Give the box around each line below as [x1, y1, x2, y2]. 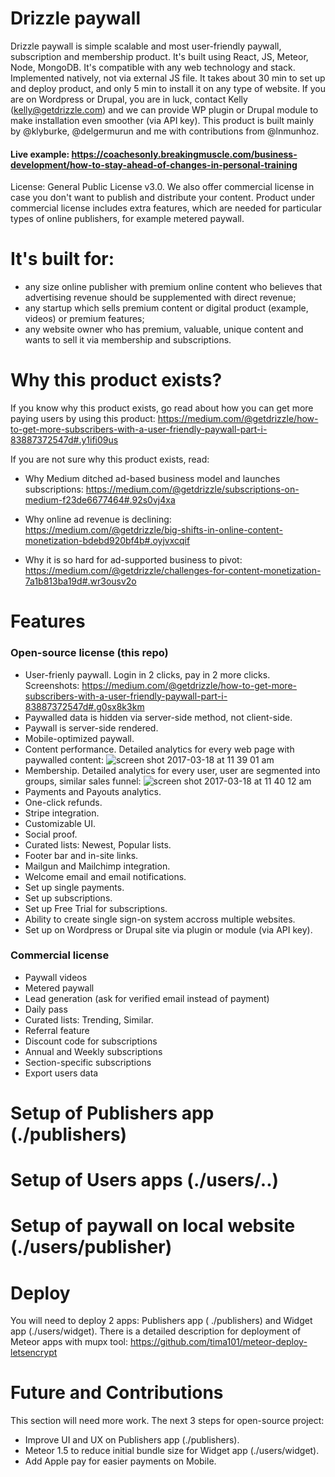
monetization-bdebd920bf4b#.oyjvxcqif [24, 535, 191, 547]
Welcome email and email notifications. [24, 870, 187, 882]
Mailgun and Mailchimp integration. [24, 860, 171, 872]
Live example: [10, 148, 70, 160]
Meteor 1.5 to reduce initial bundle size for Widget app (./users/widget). [24, 1445, 320, 1457]
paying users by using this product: [10, 413, 156, 425]
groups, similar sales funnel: [24, 775, 142, 787]
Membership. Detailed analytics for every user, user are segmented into [24, 764, 321, 776]
